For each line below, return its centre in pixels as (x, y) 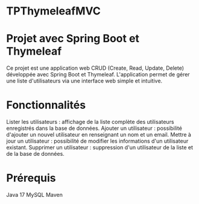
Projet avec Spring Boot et (73, 39)
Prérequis (31, 178)
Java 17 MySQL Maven (35, 195)
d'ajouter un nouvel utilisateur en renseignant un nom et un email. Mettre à (99, 135)
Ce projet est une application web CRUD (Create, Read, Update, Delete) (95, 68)
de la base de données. (35, 154)
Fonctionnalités (46, 105)
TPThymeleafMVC (54, 11)
